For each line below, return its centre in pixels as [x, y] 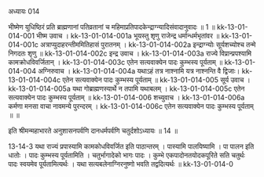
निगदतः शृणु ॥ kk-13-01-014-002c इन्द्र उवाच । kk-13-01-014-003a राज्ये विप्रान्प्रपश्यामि [130, 53]
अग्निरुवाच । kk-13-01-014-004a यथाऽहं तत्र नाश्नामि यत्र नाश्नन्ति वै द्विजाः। [139, 71]
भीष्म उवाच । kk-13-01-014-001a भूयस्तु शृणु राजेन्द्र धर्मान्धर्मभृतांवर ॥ [128, 36]
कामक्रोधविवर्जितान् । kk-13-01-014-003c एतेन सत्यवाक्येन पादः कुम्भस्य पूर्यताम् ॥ [115, 62]
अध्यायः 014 [24, 11]
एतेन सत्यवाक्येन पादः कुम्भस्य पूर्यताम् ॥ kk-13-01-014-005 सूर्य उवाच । [156, 80]
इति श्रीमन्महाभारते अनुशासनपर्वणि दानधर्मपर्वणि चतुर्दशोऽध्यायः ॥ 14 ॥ [93, 131]
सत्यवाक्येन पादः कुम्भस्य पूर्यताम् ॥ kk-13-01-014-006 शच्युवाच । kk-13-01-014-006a [126, 98]
